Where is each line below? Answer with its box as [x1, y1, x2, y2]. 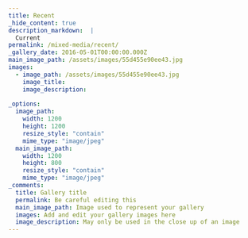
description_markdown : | [8, 26, 94, 34]
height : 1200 [22, 122, 66, 130]
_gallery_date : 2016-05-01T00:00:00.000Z [8, 48, 148, 56]
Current [15, 33, 41, 42]
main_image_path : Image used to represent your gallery [15, 203, 204, 211]
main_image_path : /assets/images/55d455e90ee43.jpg [8, 56, 183, 64]
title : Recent [8, 11, 56, 20]
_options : [8, 100, 41, 108]
